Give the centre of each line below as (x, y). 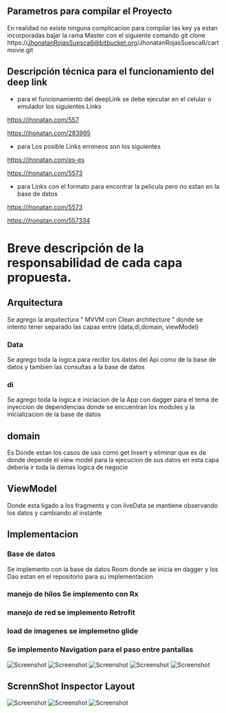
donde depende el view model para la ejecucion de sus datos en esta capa (113, 460)
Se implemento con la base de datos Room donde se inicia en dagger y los (113, 569)
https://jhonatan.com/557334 (49, 220)
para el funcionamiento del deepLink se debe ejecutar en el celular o (114, 99)
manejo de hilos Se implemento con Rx (73, 594)
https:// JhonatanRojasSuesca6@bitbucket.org (72, 42)
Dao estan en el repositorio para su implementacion (80, 576)
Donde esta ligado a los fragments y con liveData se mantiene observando (113, 505)
